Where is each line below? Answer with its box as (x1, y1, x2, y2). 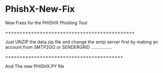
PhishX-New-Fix (5, 3, 75, 15)
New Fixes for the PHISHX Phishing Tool (5, 20, 88, 26)
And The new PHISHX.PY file (5, 63, 65, 69)
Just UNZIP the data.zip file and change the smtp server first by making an (5, 38, 158, 45)
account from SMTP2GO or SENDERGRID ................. (5, 44, 113, 50)
